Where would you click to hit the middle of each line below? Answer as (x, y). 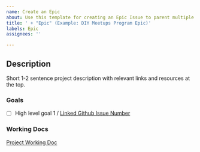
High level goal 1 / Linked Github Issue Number (72, 113)
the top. (16, 84)
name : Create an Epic (33, 12)
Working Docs (28, 129)
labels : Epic (22, 29)
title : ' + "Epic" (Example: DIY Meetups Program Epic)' (79, 23)
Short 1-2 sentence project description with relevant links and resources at (98, 78)
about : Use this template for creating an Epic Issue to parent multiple (100, 17)
